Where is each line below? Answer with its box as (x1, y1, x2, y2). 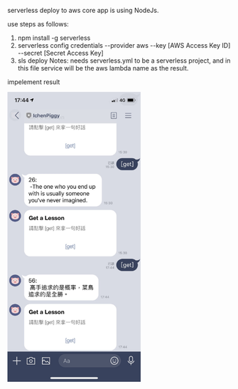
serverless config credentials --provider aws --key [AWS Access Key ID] (17, 41, 231, 49)
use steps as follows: (7, 20, 69, 28)
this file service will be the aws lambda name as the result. (17, 64, 189, 72)
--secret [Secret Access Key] (17, 49, 104, 57)
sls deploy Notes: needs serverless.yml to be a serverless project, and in (17, 56, 231, 65)
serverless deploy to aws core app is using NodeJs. (7, 6, 159, 14)
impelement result (7, 78, 60, 86)
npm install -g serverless (17, 33, 91, 42)
